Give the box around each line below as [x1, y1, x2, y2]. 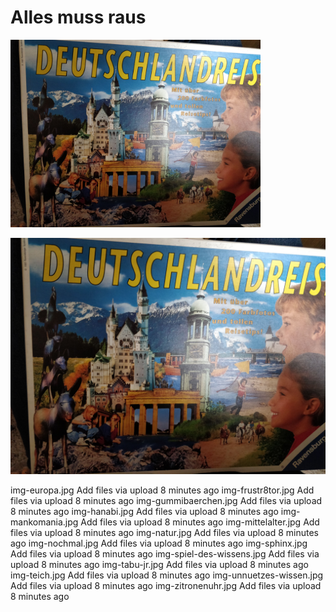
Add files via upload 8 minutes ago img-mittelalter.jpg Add [80, 516, 320, 528]
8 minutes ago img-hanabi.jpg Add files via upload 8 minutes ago [10, 505, 279, 517]
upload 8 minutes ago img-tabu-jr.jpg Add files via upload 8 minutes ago [10, 558, 309, 570]
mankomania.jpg [10, 516, 79, 528]
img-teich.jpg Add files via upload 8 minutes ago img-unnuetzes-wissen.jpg [10, 569, 324, 581]
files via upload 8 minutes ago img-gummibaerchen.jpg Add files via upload [10, 494, 323, 506]
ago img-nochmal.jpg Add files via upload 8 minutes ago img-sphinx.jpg [10, 537, 308, 549]
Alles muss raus [10, 6, 147, 29]
